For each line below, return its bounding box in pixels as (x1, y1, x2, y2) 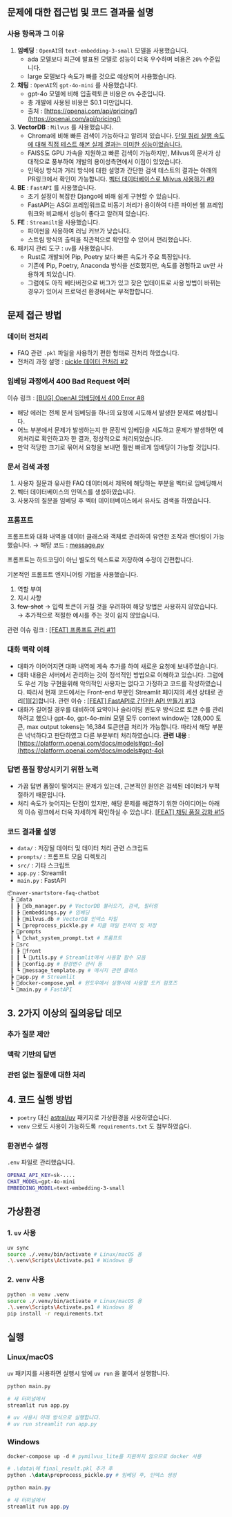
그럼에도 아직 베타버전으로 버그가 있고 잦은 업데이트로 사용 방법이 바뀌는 (27, 278, 222, 287)
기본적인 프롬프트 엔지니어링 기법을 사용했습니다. (7, 571, 139, 579)
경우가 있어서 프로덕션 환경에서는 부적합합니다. (27, 287, 153, 296)
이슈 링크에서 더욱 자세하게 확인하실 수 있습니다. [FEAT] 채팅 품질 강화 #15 (24, 807, 224, 816)
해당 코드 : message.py (40, 541, 105, 549)
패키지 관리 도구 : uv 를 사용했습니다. (17, 244, 114, 252)
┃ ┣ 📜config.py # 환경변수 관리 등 (10, 960, 102, 967)
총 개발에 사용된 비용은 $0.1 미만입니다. (27, 98, 133, 106)
